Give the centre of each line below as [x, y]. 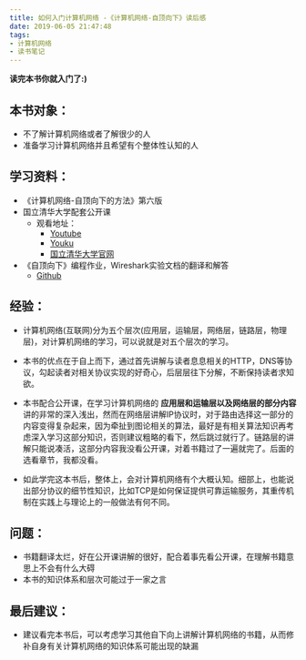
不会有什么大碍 [67, 568]
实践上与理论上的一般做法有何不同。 [107, 502]
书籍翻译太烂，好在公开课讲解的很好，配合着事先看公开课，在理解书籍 [154, 557]
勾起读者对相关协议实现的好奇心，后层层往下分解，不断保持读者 [158, 372]
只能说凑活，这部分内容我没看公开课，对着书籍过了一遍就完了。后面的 [162, 448]
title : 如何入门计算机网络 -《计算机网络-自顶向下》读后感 [108, 18]
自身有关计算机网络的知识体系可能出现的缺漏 [114, 646]
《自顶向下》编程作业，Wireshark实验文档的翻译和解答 [126, 265]
